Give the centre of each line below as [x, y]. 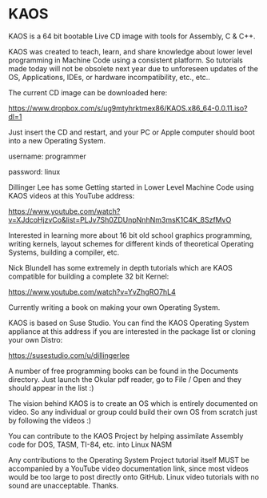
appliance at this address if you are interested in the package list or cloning [132, 331]
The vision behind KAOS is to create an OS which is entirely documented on [133, 403]
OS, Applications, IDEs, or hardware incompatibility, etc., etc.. [109, 77]
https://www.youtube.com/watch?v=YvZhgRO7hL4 [92, 291]
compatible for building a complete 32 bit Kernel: [89, 276]
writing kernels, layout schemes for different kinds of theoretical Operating [131, 243]
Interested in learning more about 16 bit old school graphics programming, [130, 235]
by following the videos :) [50, 420]
